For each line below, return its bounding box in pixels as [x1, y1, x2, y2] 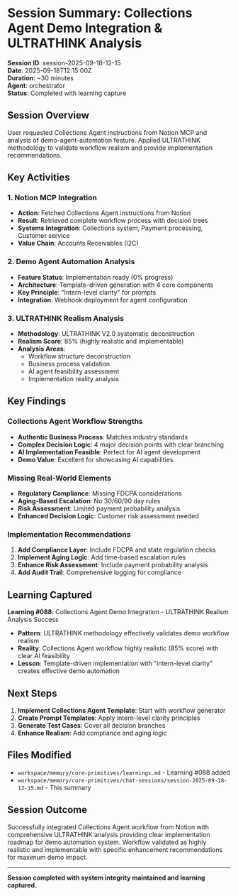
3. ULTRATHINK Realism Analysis [7, 313, 124, 323]
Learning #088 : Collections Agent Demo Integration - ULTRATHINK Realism [7, 608, 229, 616]
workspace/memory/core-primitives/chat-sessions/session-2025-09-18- [17, 777, 228, 784]
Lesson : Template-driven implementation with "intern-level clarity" [17, 659, 213, 668]
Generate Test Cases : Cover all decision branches [17, 721, 166, 729]
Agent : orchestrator [7, 81, 66, 89]
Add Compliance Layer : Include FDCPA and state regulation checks [17, 545, 216, 554]
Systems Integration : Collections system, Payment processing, [17, 224, 203, 232]
